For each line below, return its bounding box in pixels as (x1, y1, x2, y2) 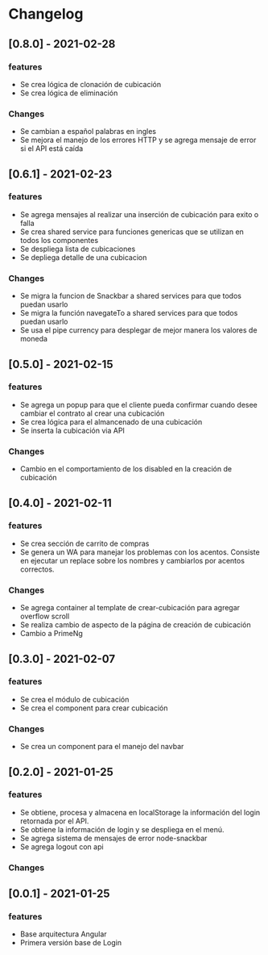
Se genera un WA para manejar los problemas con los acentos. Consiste (19, 547, 260, 557)
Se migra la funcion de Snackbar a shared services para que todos (19, 291, 241, 301)
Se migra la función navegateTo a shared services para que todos (19, 308, 238, 318)
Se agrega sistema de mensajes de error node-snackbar (19, 833, 208, 843)
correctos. (19, 564, 55, 574)
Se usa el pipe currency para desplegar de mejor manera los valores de (19, 325, 258, 335)
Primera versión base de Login (19, 938, 122, 948)
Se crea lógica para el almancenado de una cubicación (19, 417, 203, 426)
